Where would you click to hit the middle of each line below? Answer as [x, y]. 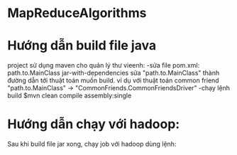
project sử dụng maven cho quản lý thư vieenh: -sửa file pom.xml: [104, 65]
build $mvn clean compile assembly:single [70, 96]
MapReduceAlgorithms [77, 13]
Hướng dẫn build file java [82, 46]
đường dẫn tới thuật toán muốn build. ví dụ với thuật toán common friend [113, 80]
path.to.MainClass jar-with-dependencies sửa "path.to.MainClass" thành [114, 73]
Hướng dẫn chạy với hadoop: [94, 124]
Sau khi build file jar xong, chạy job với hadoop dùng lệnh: [92, 144]
